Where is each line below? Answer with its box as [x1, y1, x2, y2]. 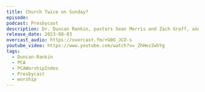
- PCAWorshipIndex [12, 65, 59, 71]
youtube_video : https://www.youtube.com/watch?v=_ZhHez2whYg [6, 43, 165, 49]
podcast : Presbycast [6, 20, 59, 26]
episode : [6, 15, 29, 21]
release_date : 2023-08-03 [6, 31, 72, 38]
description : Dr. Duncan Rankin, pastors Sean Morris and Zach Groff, [6, 25, 190, 32]
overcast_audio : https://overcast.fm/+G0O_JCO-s [6, 37, 132, 43]
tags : [6, 48, 20, 54]
